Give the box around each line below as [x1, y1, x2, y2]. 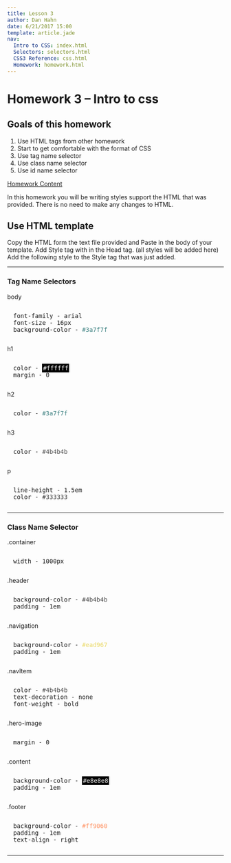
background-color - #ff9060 [13, 822, 108, 830]
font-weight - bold [13, 700, 79, 708]
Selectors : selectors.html [13, 49, 91, 56]
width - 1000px [13, 557, 65, 566]
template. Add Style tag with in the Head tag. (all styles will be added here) [7, 246, 219, 254]
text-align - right [13, 836, 79, 844]
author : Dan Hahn [7, 17, 57, 23]
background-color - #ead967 [13, 641, 108, 649]
